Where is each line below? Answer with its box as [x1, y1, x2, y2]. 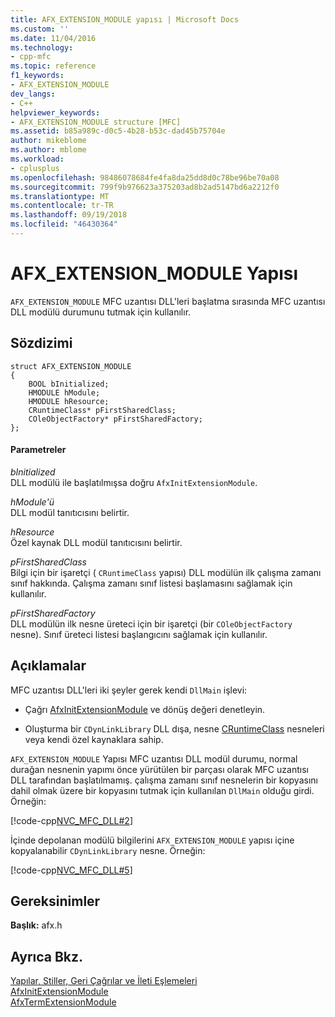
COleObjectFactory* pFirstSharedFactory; [28, 414, 203, 424]
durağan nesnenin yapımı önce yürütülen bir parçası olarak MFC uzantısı [10, 763, 309, 775]
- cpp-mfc [10, 52, 52, 62]
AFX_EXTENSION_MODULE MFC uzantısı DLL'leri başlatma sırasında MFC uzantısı [10, 295, 326, 307]
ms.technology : [10, 42, 74, 53]
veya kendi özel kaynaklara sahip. [24, 733, 164, 745]
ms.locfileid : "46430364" [10, 219, 118, 230]
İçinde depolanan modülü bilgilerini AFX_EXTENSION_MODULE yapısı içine [10, 834, 295, 846]
